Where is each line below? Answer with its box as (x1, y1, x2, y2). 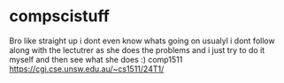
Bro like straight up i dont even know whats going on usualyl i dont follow (9, 35, 276, 46)
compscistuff (9, 6, 111, 26)
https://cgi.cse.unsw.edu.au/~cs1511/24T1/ (9, 64, 165, 74)
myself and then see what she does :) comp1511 (9, 54, 183, 64)
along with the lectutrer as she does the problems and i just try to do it (9, 44, 265, 55)
